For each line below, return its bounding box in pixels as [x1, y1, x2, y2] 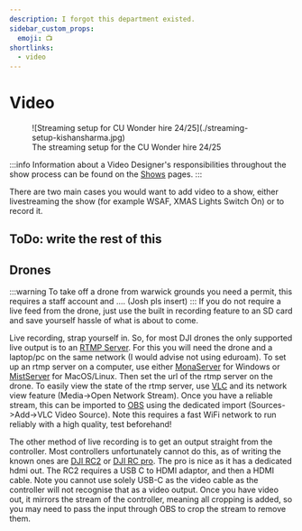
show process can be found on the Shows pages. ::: [9, 169, 203, 180]
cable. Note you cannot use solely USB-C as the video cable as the [9, 475, 259, 486]
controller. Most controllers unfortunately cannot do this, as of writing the [9, 446, 281, 457]
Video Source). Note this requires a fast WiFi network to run [54, 409, 277, 420]
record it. [9, 206, 43, 217]
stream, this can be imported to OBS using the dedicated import [9, 400, 246, 411]
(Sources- [247, 400, 286, 411]
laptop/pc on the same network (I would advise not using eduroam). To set [9, 352, 287, 363]
